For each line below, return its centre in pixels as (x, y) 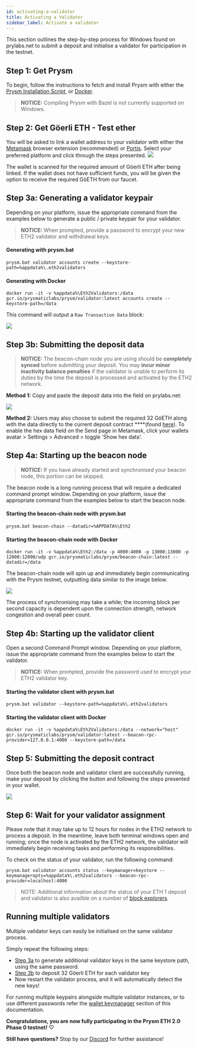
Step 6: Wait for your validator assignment (86, 815)
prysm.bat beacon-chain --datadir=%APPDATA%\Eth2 (69, 526)
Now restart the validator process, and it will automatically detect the (98, 979)
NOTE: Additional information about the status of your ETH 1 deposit (103, 892)
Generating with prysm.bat (40, 250)
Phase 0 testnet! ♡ (30, 1027)
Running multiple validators (58, 917)
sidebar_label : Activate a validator (53, 23)
